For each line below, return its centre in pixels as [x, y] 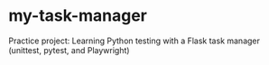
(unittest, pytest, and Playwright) [69, 50]
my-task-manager [78, 16]
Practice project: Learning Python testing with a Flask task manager [134, 41]
